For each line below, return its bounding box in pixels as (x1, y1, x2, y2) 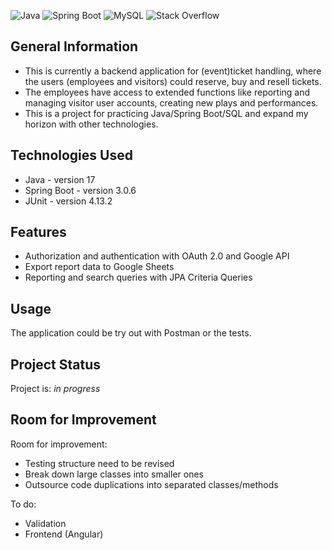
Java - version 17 (24, 173, 96, 185)
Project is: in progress (10, 383, 101, 395)
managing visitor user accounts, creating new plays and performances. (24, 96, 319, 109)
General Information (10, 38, 139, 55)
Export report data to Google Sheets (24, 261, 175, 273)
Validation (24, 517, 67, 529)
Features (10, 224, 67, 241)
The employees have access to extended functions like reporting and (24, 86, 311, 98)
